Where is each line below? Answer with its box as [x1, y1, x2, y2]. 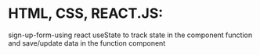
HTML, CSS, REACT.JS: [8, 5, 164, 22]
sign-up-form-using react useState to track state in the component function [8, 30, 253, 40]
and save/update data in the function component [8, 38, 166, 47]
